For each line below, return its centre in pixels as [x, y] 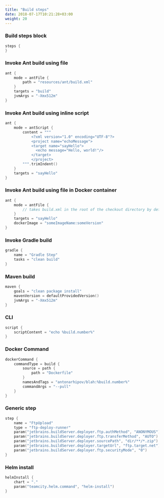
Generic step [21, 408]
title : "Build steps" [27, 10]
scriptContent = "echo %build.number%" [54, 332]
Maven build [20, 276]
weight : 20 [16, 19]
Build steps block [26, 36]
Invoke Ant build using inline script [47, 113]
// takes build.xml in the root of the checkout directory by [87, 209]
